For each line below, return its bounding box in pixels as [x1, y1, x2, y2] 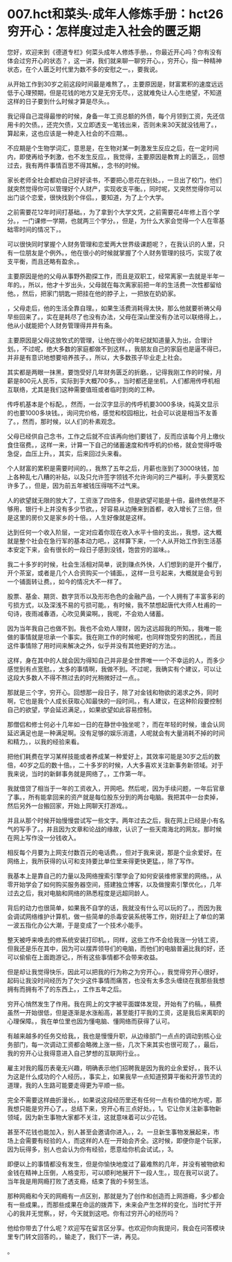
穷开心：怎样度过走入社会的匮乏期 [7, 24, 202, 39]
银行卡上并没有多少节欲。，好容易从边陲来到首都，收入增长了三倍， [25, 505, 216, 513]
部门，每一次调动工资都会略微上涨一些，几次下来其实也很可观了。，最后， [12, 1040, 222, 1049]
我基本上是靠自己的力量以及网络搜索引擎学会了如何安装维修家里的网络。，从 [7, 872, 222, 880]
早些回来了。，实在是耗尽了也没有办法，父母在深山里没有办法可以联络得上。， [7, 312, 225, 321]
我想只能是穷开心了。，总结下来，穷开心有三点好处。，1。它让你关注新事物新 [7, 1104, 222, 1112]
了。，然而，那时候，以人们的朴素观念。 [7, 417, 119, 426]
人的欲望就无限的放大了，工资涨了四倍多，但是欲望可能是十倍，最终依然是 [7, 496, 219, 504]
